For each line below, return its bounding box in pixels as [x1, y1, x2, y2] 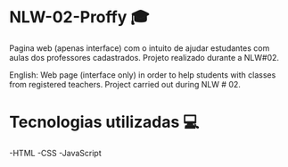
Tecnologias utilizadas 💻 [9, 113, 200, 132]
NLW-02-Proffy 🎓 [9, 7, 150, 28]
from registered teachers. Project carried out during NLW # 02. [9, 79, 241, 89]
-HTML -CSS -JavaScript [9, 147, 102, 158]
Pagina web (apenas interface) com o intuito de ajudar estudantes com [9, 42, 270, 54]
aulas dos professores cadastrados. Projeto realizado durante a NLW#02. [9, 52, 279, 63]
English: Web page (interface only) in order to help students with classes [9, 69, 276, 80]
